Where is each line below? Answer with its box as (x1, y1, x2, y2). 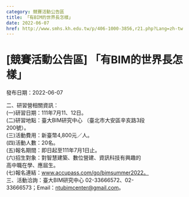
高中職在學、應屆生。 (6, 162, 59, 169)
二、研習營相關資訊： (6, 102, 59, 109)
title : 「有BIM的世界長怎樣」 (6, 14, 74, 20)
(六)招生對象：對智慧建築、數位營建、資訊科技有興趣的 (6, 154, 142, 162)
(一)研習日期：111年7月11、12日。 (6, 109, 87, 117)
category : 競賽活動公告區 (6, 8, 65, 15)
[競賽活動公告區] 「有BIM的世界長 (6, 53, 173, 66)
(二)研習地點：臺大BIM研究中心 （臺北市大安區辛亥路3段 (6, 117, 145, 124)
